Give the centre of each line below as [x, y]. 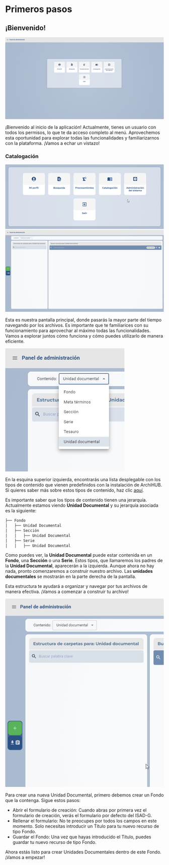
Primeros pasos [39, 9]
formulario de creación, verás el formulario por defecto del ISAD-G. [82, 815]
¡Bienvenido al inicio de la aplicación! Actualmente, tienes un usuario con [81, 127]
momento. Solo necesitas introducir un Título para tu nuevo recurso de [86, 826]
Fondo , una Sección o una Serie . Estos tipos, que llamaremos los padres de [84, 560]
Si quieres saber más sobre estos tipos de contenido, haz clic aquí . [75, 490]
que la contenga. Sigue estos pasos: [43, 800]
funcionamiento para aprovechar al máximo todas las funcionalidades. [78, 330]
